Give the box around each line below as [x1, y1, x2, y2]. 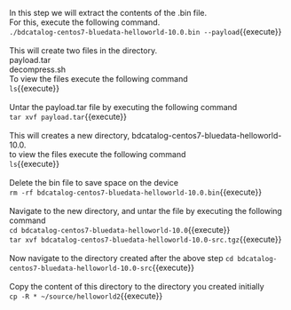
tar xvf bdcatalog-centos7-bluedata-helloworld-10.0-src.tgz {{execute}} [9, 234, 282, 244]
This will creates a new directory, [9, 131, 130, 140]
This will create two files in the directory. [9, 45, 158, 56]
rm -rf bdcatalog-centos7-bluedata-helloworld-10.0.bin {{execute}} [9, 187, 263, 197]
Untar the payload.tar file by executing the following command [9, 102, 238, 112]
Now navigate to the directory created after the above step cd [9, 253, 234, 263]
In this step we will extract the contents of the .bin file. [9, 8, 208, 18]
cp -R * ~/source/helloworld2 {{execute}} [9, 290, 163, 301]
